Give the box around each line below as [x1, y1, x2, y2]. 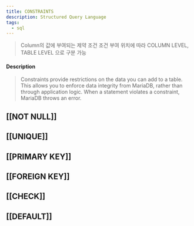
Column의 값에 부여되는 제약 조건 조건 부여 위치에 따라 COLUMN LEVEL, [20, 42, 189, 49]
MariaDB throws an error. [20, 95, 82, 102]
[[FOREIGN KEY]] [6, 171, 70, 182]
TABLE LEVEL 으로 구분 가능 [20, 49, 87, 56]
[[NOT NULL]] [6, 112, 57, 122]
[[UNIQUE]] [6, 131, 48, 141]
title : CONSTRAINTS [6, 8, 54, 15]
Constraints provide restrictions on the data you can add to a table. [20, 76, 183, 83]
